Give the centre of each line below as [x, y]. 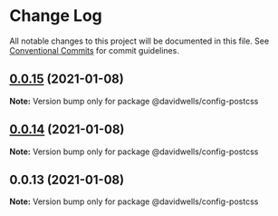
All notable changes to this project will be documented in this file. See [139, 41]
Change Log [56, 16]
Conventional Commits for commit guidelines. [94, 50]
